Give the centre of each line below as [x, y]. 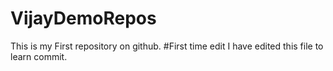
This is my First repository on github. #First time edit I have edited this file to [167, 46]
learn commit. [39, 56]
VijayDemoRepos [83, 18]
